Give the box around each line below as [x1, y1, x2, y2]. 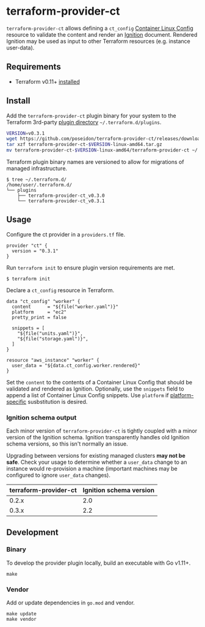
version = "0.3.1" [12, 248, 59, 254]
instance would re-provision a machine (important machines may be [6, 465, 178, 472]
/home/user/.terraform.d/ [6, 182, 72, 188]
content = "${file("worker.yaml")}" [12, 304, 119, 310]
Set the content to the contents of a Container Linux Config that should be [6, 378, 193, 386]
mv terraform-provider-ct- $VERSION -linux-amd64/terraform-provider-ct [6, 147, 190, 153]
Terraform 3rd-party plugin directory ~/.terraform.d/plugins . [6, 118, 162, 126]
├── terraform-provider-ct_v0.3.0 [17, 193, 105, 199]
